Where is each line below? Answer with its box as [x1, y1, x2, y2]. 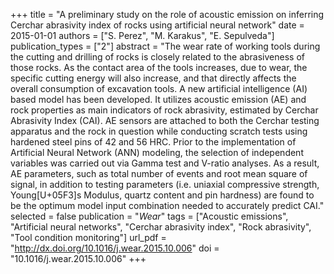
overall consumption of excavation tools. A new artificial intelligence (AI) [10, 83, 308, 94]
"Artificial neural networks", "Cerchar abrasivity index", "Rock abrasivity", [10, 221, 312, 233]
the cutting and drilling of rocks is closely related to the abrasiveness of [10, 51, 305, 63]
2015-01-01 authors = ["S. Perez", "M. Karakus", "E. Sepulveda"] [10, 30, 275, 41]
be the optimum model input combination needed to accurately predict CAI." [10, 200, 325, 211]
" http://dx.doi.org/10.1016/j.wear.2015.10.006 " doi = [10, 242, 220, 254]
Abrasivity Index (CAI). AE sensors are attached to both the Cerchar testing [10, 115, 320, 126]
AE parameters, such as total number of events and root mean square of [10, 168, 308, 179]
